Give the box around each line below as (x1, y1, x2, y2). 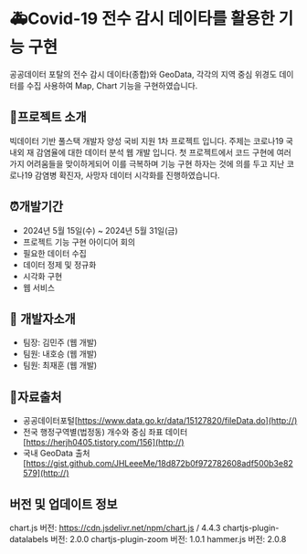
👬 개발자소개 (9, 311, 76, 327)
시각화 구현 (22, 270, 63, 281)
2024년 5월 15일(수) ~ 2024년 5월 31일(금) (22, 225, 178, 235)
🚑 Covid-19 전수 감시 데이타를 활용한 (9, 8, 276, 29)
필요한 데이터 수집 (22, 247, 87, 258)
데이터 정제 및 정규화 (22, 259, 97, 270)
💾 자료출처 (9, 389, 62, 404)
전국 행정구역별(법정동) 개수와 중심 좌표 (22, 426, 164, 438)
